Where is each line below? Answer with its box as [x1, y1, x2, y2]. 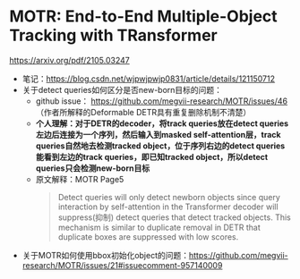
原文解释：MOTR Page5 [35, 173, 124, 184]
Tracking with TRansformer [9, 25, 218, 46]
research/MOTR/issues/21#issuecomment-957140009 [21, 259, 223, 270]
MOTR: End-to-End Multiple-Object [9, 6, 278, 27]
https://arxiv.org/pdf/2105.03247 [9, 55, 130, 65]
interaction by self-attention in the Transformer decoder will [57, 201, 279, 212]
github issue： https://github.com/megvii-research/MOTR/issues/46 [35, 96, 288, 106]
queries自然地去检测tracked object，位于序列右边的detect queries [35, 140, 286, 151]
